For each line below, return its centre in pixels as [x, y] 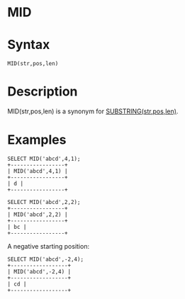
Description [43, 92]
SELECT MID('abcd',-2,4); [45, 259]
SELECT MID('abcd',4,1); [44, 159]
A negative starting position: [49, 246]
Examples [37, 140]
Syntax [29, 45]
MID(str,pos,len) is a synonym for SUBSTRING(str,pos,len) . [93, 111]
